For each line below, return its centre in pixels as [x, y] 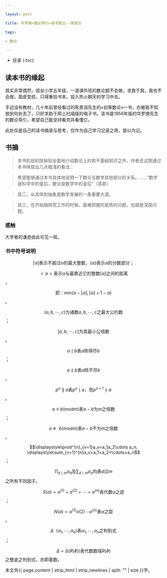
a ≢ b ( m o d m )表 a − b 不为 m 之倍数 [83, 428]
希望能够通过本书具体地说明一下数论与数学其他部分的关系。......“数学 [87, 177]
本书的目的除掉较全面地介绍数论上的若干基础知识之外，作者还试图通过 [89, 161]
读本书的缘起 [25, 78]
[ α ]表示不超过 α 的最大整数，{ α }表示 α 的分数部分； [83, 263]
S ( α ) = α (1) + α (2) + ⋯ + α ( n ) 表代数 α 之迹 [83, 491]
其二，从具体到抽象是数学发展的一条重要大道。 [65, 194]
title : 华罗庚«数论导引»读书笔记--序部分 [43, 23]
